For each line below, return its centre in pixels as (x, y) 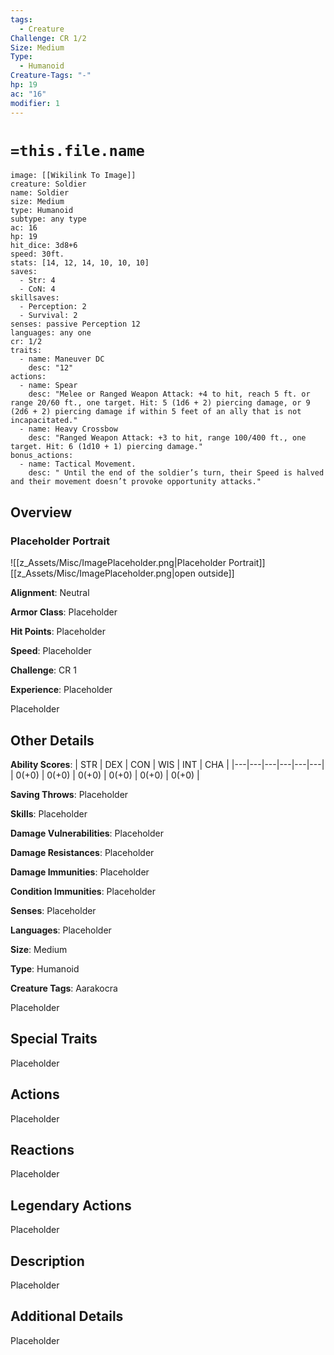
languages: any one (51, 333)
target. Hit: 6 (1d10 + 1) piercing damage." (106, 447)
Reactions (42, 1149)
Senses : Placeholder (53, 910)
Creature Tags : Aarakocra (64, 988)
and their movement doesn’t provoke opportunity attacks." (136, 482)
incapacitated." (44, 421)
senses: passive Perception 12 (75, 324)
